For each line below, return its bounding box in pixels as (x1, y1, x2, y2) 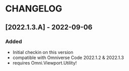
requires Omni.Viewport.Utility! (12, 59, 77, 65)
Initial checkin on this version (12, 49, 73, 55)
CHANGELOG (5, 3, 62, 14)
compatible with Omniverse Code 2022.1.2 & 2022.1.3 (12, 54, 124, 60)
